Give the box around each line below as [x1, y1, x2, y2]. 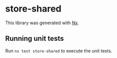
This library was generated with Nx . [5, 20, 79, 26]
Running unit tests [5, 34, 64, 43]
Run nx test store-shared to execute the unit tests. [5, 47, 112, 53]
